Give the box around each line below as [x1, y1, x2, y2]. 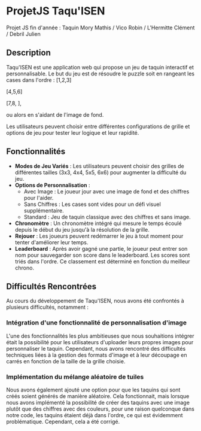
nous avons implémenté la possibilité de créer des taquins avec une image [6, 399, 190, 406]
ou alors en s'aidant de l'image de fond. [6, 111, 104, 118]
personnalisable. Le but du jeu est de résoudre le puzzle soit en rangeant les [6, 70, 195, 77]
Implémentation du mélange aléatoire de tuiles [6, 372, 144, 381]
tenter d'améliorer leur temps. [14, 238, 89, 246]
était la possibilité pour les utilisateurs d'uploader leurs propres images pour [6, 338, 194, 345]
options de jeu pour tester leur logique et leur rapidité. [6, 129, 139, 136]
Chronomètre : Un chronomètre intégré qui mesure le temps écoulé [14, 220, 182, 227]
